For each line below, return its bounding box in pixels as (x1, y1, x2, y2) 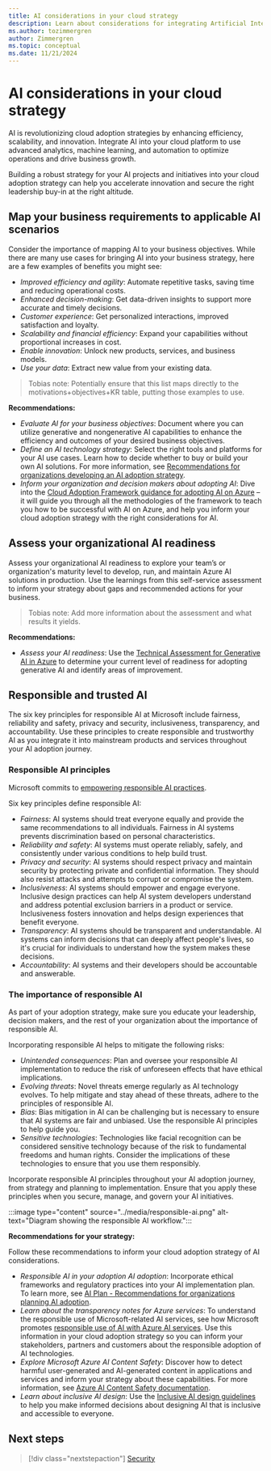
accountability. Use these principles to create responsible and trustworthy (8, 727, 254, 736)
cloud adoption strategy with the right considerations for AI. (19, 512, 219, 522)
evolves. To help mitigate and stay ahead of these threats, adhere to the (19, 1090, 260, 1099)
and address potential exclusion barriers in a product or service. (19, 900, 234, 909)
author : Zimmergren (8, 34, 74, 43)
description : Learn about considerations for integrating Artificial (8, 19, 248, 27)
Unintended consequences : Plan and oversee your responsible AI (19, 1056, 238, 1065)
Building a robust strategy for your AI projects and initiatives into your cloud (8, 169, 260, 179)
